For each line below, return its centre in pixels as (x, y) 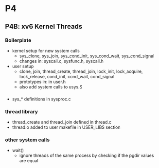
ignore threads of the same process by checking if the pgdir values (87, 155)
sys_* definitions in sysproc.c (42, 99)
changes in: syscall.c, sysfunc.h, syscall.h (61, 61)
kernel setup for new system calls (46, 50)
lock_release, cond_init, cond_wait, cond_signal (67, 76)
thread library (21, 111)
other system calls (27, 140)
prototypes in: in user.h (42, 82)
